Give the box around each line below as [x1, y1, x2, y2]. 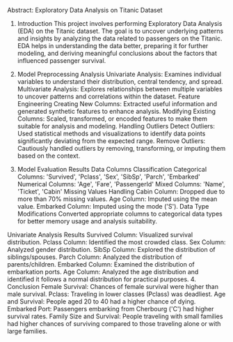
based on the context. [17, 151, 81, 160]
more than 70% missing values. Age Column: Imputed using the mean [17, 195, 218, 203]
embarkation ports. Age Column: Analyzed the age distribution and [7, 268, 199, 276]
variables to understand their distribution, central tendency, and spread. [17, 77, 224, 86]
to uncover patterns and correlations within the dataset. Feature [17, 92, 200, 101]
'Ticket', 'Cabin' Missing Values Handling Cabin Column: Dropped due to [17, 188, 225, 195]
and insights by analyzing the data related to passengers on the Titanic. [17, 34, 223, 43]
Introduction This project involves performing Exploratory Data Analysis [17, 20, 223, 27]
